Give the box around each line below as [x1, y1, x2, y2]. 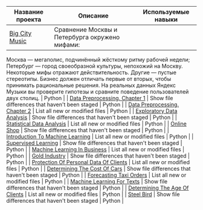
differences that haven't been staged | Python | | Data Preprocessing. [6, 101, 179, 108]
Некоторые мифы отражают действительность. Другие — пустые [6, 69, 177, 76]
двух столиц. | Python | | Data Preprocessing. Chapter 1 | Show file [6, 95, 173, 101]
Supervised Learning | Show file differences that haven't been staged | [6, 139, 182, 147]
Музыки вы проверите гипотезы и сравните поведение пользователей [6, 88, 189, 95]
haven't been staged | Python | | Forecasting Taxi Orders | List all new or [6, 171, 187, 179]
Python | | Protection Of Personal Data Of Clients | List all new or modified [6, 159, 190, 165]
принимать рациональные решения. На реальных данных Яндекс [6, 81, 176, 89]
